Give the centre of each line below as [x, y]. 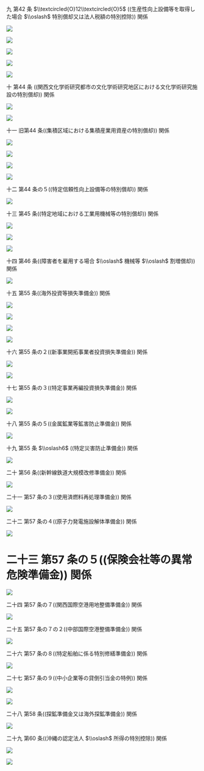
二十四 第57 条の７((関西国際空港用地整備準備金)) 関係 [74, 604]
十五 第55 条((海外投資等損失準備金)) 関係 [58, 293]
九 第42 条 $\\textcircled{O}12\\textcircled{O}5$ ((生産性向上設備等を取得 [98, 9]
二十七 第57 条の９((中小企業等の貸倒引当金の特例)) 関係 [77, 678]
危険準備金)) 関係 [49, 575]
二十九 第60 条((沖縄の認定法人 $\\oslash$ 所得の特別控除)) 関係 [87, 738]
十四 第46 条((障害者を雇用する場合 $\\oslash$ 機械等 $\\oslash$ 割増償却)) [101, 261]
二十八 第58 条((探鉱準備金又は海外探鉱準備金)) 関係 [72, 714]
